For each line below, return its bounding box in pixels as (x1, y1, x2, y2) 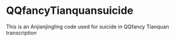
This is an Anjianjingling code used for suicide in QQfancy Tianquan (6, 23, 169, 30)
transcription (6, 29, 37, 36)
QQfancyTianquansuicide (6, 4, 133, 17)
